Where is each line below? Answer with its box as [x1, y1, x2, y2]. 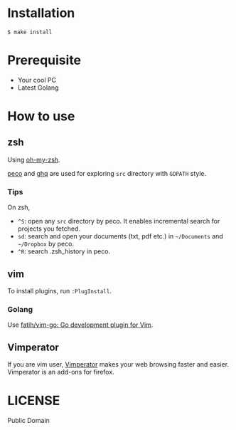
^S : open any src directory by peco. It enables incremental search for [17, 217, 220, 226]
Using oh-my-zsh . [7, 155, 60, 164]
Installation [7, 5, 75, 21]
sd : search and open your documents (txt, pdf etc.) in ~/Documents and [17, 232, 224, 241]
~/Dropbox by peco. [17, 240, 75, 248]
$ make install [7, 28, 53, 36]
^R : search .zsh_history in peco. [17, 247, 111, 256]
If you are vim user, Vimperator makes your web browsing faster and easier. [7, 360, 230, 369]
